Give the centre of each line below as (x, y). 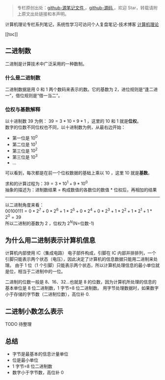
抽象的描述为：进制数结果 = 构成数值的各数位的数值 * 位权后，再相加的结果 (81, 190)
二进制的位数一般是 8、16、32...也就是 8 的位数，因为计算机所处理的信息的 (81, 282)
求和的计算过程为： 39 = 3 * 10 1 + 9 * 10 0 (46, 183)
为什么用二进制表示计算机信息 (50, 240)
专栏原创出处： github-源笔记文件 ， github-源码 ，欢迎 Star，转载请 (85, 8)
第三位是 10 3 (25, 157)
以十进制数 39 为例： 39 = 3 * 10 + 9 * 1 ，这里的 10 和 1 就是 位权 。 (73, 121)
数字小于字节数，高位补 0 (38, 373)
